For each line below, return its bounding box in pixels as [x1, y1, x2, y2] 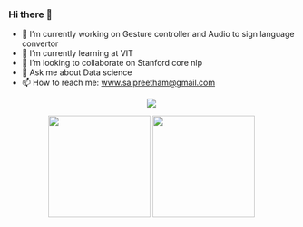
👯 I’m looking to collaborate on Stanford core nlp [21, 58, 203, 69]
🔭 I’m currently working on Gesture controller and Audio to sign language [21, 29, 295, 40]
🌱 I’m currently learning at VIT [21, 48, 133, 59]
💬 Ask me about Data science [21, 67, 132, 78]
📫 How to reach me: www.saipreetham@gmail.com [21, 77, 215, 89]
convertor [21, 38, 59, 49]
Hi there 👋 [8, 8, 54, 21]
